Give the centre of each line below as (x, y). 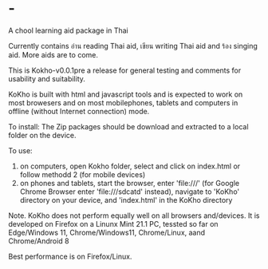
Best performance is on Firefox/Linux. (70, 256)
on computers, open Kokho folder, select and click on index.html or (130, 166)
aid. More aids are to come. (53, 54)
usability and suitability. (47, 78)
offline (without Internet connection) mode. (79, 111)
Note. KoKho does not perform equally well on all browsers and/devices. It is (134, 216)
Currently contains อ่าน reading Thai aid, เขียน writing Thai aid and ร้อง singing (133, 45)
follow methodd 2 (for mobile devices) (83, 174)
